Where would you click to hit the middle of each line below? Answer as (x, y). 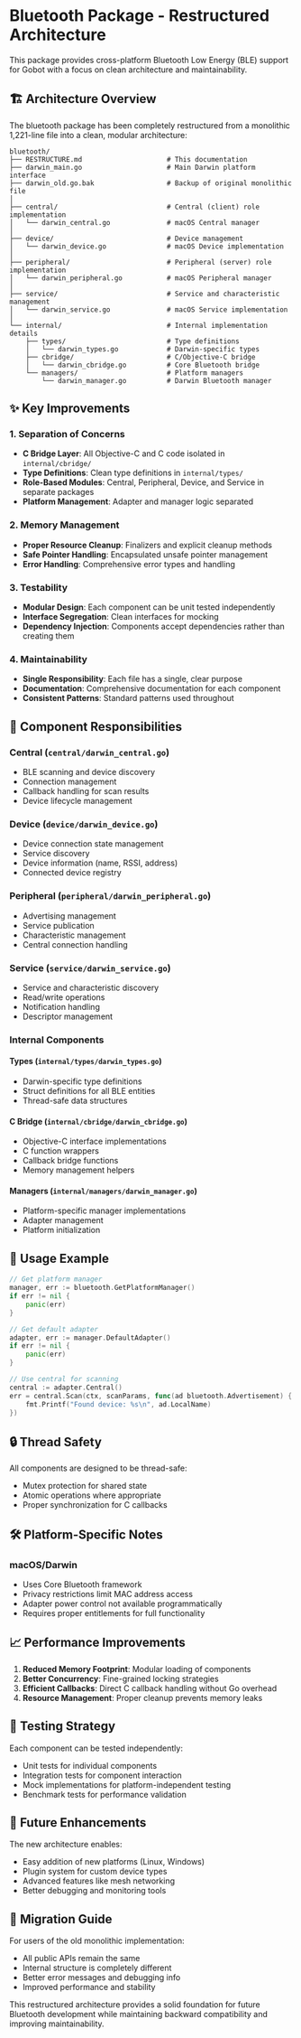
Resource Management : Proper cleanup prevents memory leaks (142, 1697)
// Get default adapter (54, 1329)
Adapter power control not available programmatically (122, 1603)
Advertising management (69, 916)
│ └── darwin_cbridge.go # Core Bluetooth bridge (142, 365)
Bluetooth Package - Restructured (140, 16)
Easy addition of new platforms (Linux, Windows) (114, 1862)
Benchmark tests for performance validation (104, 1794)
